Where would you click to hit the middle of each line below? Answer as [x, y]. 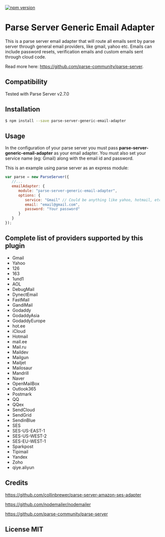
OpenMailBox [26, 383]
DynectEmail [25, 294]
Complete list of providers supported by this [74, 238]
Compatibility [26, 82]
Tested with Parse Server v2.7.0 [37, 94]
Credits [17, 483]
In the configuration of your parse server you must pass [62, 148]
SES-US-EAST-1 [28, 430]
